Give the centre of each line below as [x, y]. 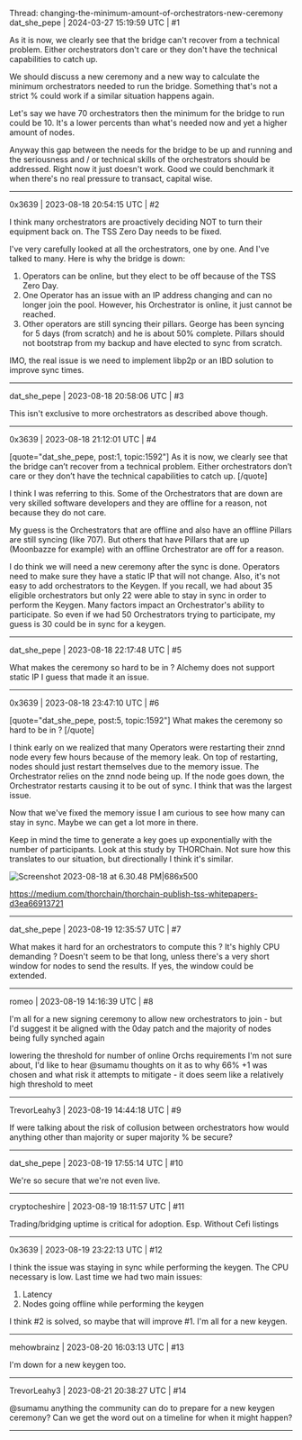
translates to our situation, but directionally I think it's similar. [121, 859]
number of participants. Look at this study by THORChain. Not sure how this [150, 849]
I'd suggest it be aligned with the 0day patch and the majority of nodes [140, 1028]
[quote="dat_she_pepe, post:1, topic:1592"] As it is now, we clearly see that [149, 457]
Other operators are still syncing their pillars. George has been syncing [153, 324]
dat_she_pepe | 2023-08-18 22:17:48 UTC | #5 [96, 650]
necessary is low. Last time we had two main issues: [106, 1277]
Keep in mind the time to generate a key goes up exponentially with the [141, 840]
